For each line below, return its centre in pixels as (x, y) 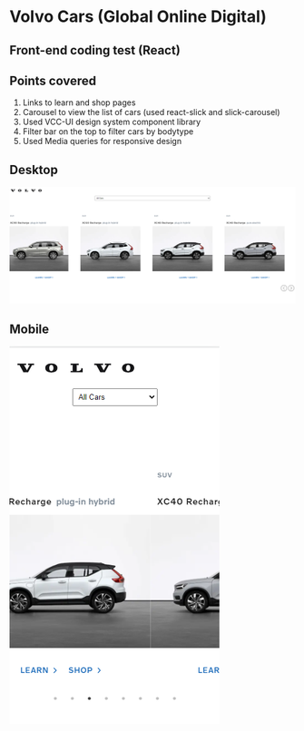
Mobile (29, 329)
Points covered (53, 80)
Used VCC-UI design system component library (112, 122)
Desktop (34, 170)
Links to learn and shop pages (79, 102)
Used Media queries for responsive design (102, 141)
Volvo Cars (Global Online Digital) (138, 17)
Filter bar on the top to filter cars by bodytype (108, 132)
